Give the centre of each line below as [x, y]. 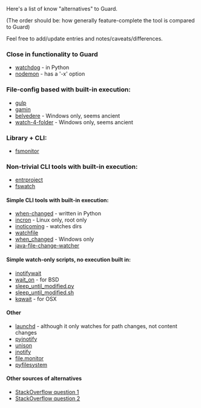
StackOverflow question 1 [47, 392]
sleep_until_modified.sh [44, 292]
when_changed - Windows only [54, 239]
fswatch [25, 186]
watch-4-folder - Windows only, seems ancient [74, 122]
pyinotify [26, 339]
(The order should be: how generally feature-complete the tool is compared [100, 20]
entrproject [29, 180]
